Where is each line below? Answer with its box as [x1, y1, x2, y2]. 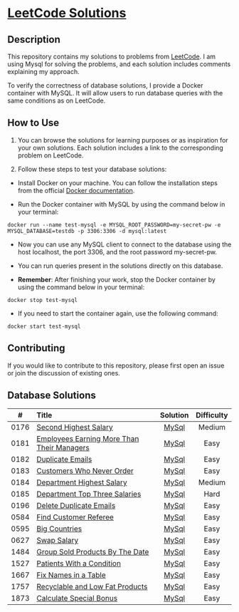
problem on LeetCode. [17, 151, 84, 160]
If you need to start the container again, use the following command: [17, 308, 218, 318]
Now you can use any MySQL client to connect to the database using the [17, 240, 232, 249]
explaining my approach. [7, 68, 80, 76]
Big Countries [36, 524, 83, 534]
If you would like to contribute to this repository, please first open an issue [7, 361, 225, 370]
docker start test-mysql [7, 323, 81, 330]
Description [7, 33, 60, 46]
